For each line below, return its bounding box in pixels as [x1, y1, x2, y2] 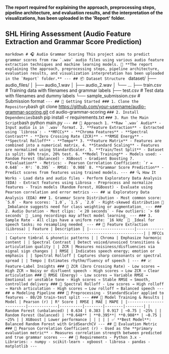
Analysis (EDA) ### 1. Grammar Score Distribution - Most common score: [5, 195, 162, 200]
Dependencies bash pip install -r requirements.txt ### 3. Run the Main [5, 114, 149, 120]
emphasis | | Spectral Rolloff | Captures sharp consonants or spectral [5, 253, 162, 258]
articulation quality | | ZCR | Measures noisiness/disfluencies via [5, 244, 155, 249]
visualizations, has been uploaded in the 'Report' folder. [5, 15, 125, 21]
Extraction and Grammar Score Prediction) [5, 38, 142, 46]
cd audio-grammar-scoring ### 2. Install [49, 109, 139, 115]
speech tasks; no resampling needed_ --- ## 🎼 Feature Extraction [5, 222, 148, 227]
